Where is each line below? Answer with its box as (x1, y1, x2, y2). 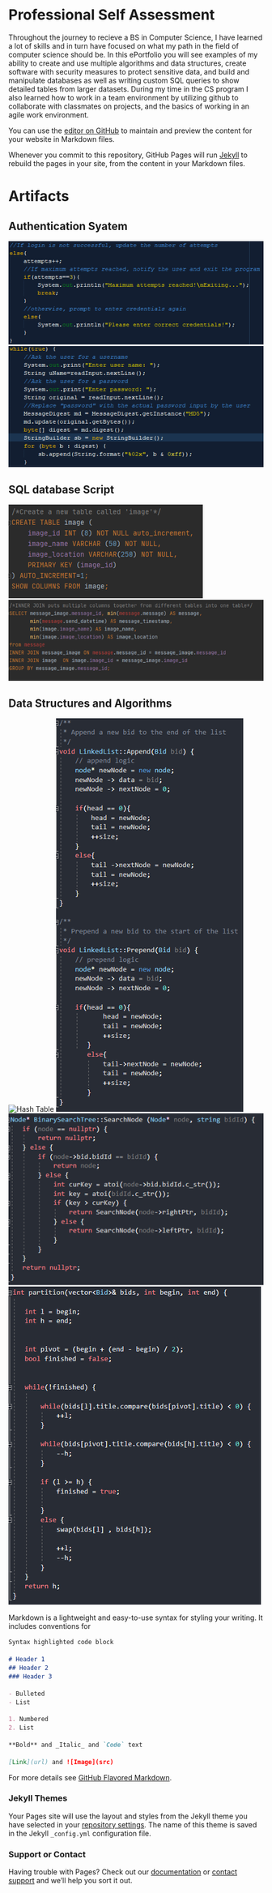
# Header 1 (8, 1656, 45, 1664)
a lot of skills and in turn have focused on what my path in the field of (8, 41, 239, 50)
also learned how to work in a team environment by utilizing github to (8, 92, 239, 102)
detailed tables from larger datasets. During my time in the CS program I (8, 83, 249, 94)
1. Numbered (8, 1716, 49, 1724)
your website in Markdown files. (8, 134, 115, 143)
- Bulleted (8, 1690, 45, 1698)
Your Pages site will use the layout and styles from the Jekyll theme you (8, 1811, 249, 1821)
